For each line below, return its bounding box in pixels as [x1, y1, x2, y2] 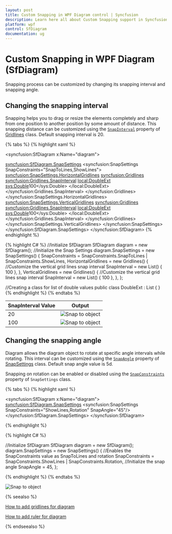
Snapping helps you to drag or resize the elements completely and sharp [5, 115, 159, 121]
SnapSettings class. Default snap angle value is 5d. [5, 360, 114, 367]
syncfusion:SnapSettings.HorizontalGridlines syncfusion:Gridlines [5, 172, 144, 178]
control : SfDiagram [5, 27, 47, 32]
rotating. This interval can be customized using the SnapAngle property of [5, 355, 160, 361]
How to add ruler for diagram [5, 513, 67, 520]
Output [71, 302, 90, 309]
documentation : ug [5, 31, 45, 36]
